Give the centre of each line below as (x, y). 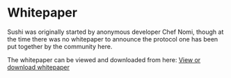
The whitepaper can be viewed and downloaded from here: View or (104, 59)
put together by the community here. (60, 46)
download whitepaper (39, 67)
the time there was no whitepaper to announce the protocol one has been (113, 39)
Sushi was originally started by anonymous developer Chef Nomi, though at (115, 32)
